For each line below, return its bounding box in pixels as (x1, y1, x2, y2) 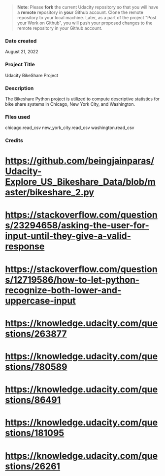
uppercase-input (5, 295, 76, 306)
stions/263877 (5, 328, 67, 339)
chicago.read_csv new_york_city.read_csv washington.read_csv (5, 125, 134, 130)
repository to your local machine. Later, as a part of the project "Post (17, 15, 157, 20)
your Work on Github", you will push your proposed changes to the (17, 20, 153, 26)
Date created (5, 37, 37, 44)
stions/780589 (5, 361, 67, 373)
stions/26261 (5, 461, 61, 472)
